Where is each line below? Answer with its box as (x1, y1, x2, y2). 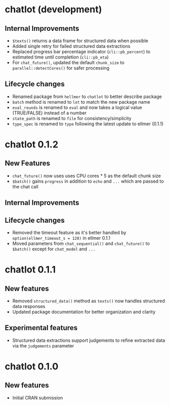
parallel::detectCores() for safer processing (12, 65, 110, 71)
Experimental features (5, 323, 78, 332)
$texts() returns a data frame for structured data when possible (12, 37, 148, 44)
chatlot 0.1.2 (5, 139, 59, 150)
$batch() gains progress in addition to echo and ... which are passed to (12, 178, 164, 184)
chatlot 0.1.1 (5, 264, 56, 276)
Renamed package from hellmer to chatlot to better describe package (12, 93, 162, 100)
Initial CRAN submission (12, 394, 63, 401)
